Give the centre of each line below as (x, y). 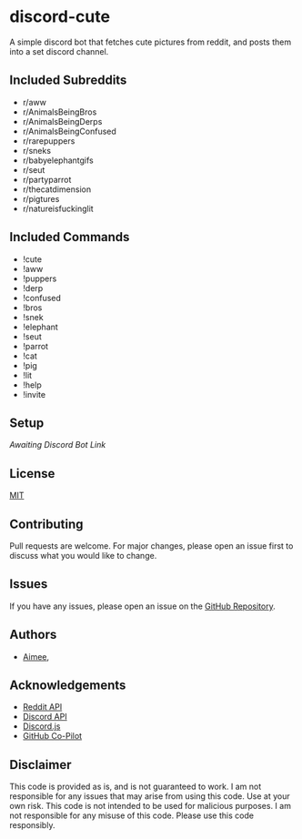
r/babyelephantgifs (58, 160)
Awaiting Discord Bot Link (58, 445)
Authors (33, 635)
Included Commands (70, 237)
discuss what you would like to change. (83, 556)
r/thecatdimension (57, 189)
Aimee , (36, 656)
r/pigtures (41, 198)
